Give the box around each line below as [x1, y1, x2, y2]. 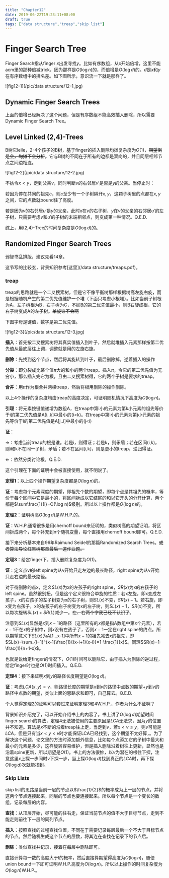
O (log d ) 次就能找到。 [5, 762, 49, 768]
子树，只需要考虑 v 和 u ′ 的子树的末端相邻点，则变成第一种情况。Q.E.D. [5, 214, 147, 220]
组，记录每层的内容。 [5, 799, 49, 805]
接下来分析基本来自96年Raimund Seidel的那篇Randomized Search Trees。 [5, 539, 159, 546]
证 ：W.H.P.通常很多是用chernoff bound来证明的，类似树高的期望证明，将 [5, 522, 157, 528]
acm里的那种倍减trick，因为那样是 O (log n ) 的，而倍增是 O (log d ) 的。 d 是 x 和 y [5, 66, 161, 73]
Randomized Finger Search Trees [5, 240, 112, 248]
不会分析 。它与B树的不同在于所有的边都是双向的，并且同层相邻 [27, 153, 158, 159]
